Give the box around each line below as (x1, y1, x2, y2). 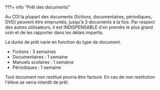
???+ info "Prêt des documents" (5, 4, 71, 10)
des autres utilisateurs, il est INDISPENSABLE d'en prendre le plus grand (5, 24, 153, 30)
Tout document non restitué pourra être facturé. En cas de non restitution (5, 74, 156, 80)
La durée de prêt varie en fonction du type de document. (5, 39, 122, 45)
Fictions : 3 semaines (12, 49, 56, 54)
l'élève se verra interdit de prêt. (5, 79, 70, 85)
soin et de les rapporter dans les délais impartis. (5, 30, 104, 35)
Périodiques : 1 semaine (12, 64, 61, 70)
